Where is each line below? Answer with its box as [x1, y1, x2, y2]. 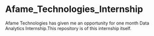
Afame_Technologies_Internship [5, 3, 143, 15]
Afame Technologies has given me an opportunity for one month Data [5, 20, 149, 26]
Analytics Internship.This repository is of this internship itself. [5, 25, 131, 31]
